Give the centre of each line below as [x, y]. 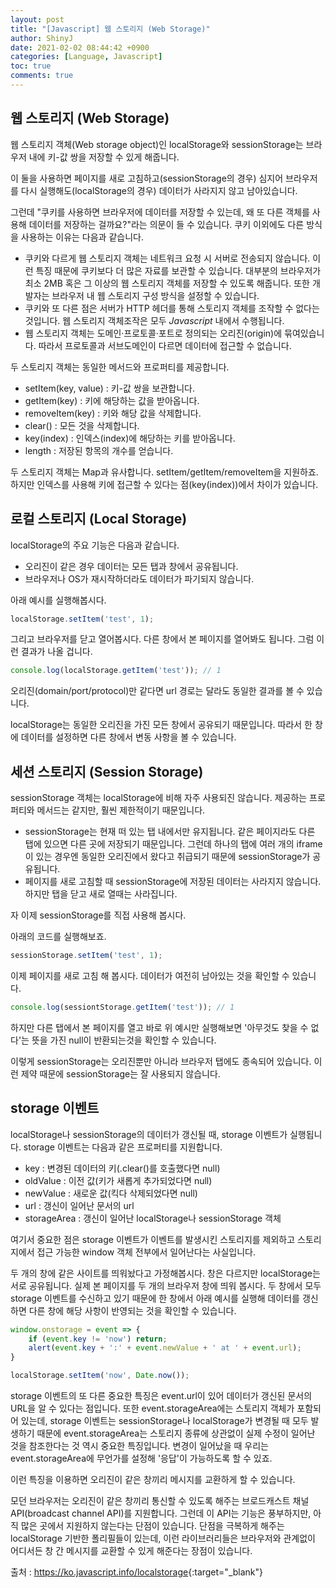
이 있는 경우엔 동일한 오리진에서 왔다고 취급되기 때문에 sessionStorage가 [167, 857]
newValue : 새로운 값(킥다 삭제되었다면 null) [111, 1193]
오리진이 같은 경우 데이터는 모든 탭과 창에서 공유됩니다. [131, 566]
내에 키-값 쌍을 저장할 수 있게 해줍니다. [104, 157]
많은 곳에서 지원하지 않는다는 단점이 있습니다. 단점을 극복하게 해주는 [152, 1525]
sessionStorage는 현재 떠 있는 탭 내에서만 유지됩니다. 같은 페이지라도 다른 [170, 832]
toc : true [31, 66]
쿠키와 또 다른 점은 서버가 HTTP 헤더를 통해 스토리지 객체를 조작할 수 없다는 [172, 308]
